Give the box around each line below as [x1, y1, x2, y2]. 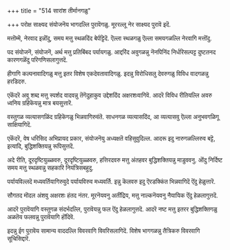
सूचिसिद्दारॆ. [7, 235, 30, 242]
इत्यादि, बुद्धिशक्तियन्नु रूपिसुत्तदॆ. [7, 142, 75, 150]
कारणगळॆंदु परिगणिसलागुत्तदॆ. [7, 56, 68, 64]
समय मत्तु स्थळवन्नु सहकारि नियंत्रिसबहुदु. [7, 164, 94, 172]
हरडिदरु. [7, 77, 27, 86]
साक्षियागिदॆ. [7, 121, 32, 128]
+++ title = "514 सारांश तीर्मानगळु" [7, 7, 91, 15]
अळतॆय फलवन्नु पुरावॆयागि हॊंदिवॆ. [7, 213, 75, 221]
